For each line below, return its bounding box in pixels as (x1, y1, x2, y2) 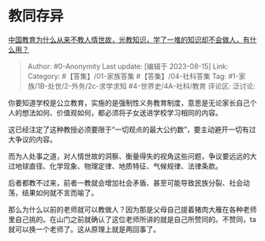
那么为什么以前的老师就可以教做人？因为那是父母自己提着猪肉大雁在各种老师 (8, 205, 257, 214)
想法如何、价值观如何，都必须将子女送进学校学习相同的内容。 (21, 107, 222, 117)
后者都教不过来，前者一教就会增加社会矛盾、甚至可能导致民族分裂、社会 (8, 178, 243, 187)
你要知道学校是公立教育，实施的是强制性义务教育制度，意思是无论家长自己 (8, 98, 250, 107)
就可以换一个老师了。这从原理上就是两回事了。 (8, 224, 160, 234)
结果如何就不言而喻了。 (21, 187, 99, 198)
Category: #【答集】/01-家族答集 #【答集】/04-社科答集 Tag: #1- (27, 71, 239, 81)
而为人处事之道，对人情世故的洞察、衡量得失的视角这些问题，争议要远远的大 (8, 151, 257, 160)
